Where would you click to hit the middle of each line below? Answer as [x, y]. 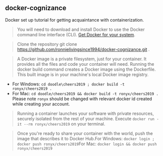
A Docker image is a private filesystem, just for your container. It [82, 59]
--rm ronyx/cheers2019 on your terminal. [64, 124]
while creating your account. [41, 104]
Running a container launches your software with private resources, [85, 113]
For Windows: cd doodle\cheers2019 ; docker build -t [68, 84]
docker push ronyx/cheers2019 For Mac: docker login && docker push [87, 144]
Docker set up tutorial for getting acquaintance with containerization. [75, 20]
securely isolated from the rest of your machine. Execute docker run [86, 118]
